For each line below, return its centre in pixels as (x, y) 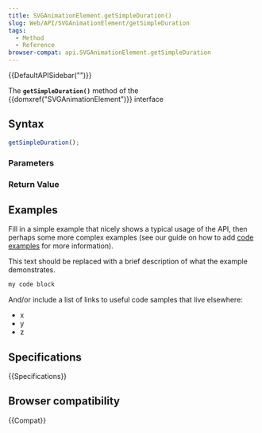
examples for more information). (61, 246)
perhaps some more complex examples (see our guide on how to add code (131, 238)
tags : (17, 30)
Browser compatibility (64, 402)
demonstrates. (32, 270)
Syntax (26, 124)
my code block (32, 285)
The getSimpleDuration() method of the (73, 91)
